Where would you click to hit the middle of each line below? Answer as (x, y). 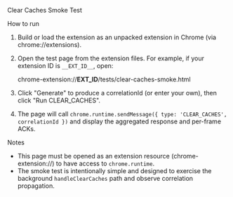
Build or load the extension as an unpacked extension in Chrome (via (116, 37)
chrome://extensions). (49, 45)
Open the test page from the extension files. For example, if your (111, 58)
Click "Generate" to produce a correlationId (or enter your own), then (117, 93)
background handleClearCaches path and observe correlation (105, 178)
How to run (24, 23)
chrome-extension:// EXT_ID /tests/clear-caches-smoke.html (104, 79)
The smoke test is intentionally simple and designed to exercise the (114, 171)
